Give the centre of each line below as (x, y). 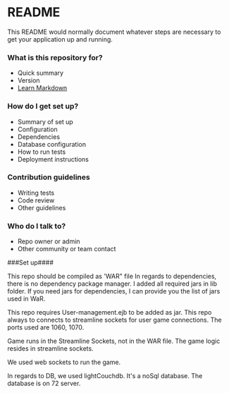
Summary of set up (45, 121)
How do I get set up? (43, 107)
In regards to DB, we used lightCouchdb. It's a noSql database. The (105, 376)
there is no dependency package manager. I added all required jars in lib (112, 284)
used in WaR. (26, 299)
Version (29, 80)
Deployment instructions (53, 159)
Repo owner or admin (49, 241)
